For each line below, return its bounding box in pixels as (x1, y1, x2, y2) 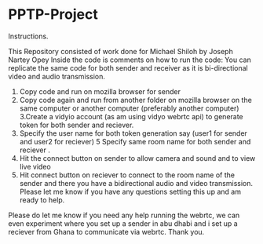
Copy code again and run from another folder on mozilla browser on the (19, 95, 253, 104)
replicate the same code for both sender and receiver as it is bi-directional (8, 63, 249, 72)
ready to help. (19, 195, 65, 205)
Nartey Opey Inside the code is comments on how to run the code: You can (8, 55, 251, 64)
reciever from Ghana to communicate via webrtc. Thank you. (8, 227, 205, 236)
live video (19, 162, 51, 171)
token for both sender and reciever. (19, 120, 134, 129)
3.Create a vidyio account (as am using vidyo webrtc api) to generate (19, 111, 243, 121)
